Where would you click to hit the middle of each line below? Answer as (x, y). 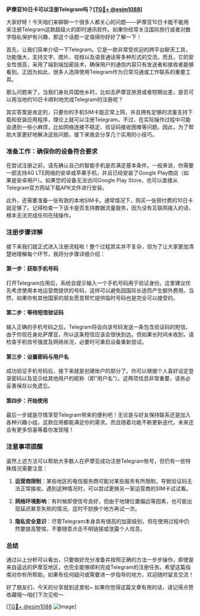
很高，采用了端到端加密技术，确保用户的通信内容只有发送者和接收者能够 (105, 64)
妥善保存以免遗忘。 (30, 386)
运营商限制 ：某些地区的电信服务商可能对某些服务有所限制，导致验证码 (101, 481)
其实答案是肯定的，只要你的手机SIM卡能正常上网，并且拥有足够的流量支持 (97, 112)
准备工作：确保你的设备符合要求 (52, 151)
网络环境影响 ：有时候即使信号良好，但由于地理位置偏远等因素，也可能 (101, 501)
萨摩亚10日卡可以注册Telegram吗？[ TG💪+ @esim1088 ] (74, 9)
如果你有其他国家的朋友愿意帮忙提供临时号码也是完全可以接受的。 (97, 298)
